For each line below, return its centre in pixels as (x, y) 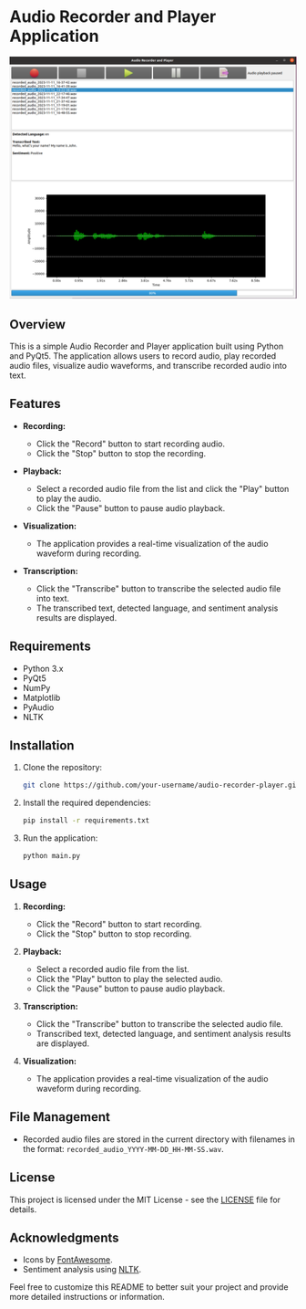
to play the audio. (69, 498)
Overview (38, 325)
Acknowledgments (65, 1237)
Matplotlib (41, 697)
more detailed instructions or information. (87, 1297)
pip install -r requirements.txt (86, 821)
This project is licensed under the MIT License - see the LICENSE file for (145, 1199)
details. (23, 1209)
